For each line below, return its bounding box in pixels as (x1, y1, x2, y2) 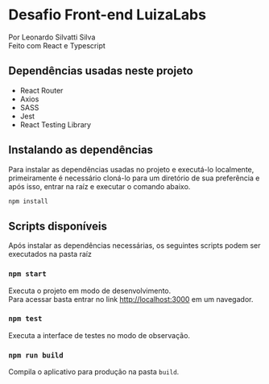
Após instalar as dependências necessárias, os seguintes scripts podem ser (8, 241, 261, 250)
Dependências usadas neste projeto (8, 64, 193, 78)
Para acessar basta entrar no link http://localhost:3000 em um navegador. (8, 294, 254, 303)
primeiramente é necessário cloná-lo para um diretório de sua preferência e (8, 173, 260, 183)
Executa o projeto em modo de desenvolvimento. (8, 286, 172, 295)
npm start (8, 270, 47, 279)
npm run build (8, 350, 64, 360)
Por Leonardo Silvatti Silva (8, 32, 96, 42)
